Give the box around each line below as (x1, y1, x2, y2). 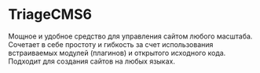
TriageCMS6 (8, 5, 93, 24)
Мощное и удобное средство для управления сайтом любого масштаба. (8, 31, 253, 41)
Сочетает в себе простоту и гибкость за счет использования (8, 39, 214, 49)
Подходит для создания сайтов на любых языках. (8, 57, 175, 66)
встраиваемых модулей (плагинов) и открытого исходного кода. (8, 48, 226, 57)
